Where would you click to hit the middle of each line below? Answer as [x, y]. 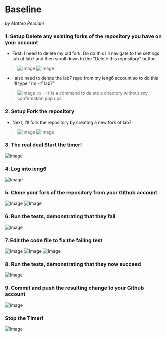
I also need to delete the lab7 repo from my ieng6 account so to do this [85, 78]
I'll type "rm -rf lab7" [34, 83]
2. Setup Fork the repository [40, 111]
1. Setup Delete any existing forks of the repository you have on [84, 36]
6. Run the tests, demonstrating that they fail [60, 216]
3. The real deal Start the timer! [44, 145]
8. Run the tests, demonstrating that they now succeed [73, 264]
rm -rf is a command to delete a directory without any [92, 93]
